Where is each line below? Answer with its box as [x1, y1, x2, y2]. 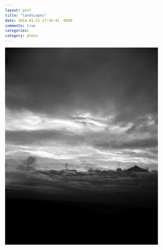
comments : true [5, 23, 36, 28]
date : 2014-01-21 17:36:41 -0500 [5, 18, 73, 23]
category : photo [5, 33, 38, 38]
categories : [5, 28, 29, 33]
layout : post [5, 8, 32, 13]
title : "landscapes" [5, 13, 47, 18]
